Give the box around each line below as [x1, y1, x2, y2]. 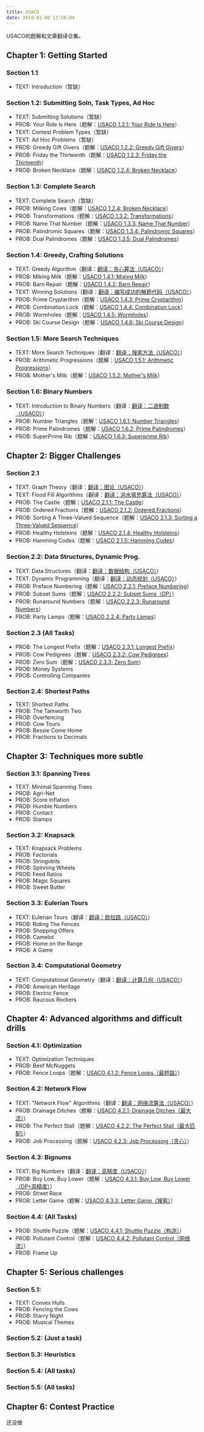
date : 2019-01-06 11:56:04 [6, 15, 75, 21]
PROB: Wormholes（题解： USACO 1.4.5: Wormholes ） [15, 311, 152, 318]
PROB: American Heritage [15, 983, 80, 990]
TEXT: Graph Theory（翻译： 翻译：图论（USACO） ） [15, 483, 147, 491]
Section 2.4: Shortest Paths [6, 687, 90, 696]
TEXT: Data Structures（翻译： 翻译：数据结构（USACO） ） [15, 567, 163, 574]
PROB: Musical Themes [15, 1319, 74, 1326]
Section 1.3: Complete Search [6, 182, 96, 191]
